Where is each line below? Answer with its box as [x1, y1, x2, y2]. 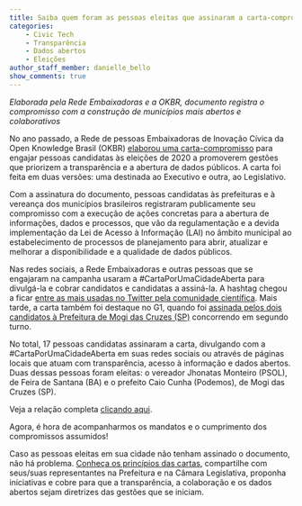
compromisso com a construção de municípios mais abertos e [9, 105, 242, 117]
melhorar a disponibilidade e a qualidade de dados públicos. [9, 246, 233, 257]
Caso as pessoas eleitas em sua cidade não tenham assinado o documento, [9, 447, 290, 459]
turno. [9, 321, 32, 331]
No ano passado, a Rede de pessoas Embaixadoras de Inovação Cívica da [9, 132, 285, 144]
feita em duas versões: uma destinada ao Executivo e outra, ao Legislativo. [9, 171, 287, 182]
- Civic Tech [25, 30, 75, 39]
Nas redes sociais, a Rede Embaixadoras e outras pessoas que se [9, 263, 253, 275]
